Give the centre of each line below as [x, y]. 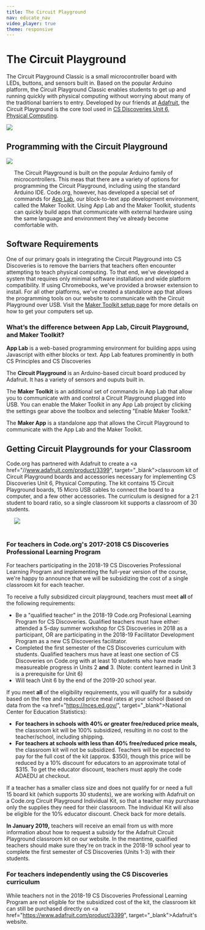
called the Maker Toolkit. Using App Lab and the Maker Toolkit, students [105, 205]
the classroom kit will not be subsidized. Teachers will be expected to [103, 750]
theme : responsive [30, 29]
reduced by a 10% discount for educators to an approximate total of [101, 763]
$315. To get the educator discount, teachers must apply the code [98, 769]
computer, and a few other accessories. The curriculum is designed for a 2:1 [102, 496]
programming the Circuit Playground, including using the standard [97, 186]
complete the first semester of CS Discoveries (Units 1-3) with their [91, 852]
